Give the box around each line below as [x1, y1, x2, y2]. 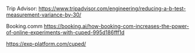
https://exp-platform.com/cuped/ [6, 41, 86, 47]
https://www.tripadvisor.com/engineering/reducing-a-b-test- [38, 5, 186, 12]
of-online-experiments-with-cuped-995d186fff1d [6, 29, 125, 36]
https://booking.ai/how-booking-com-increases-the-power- [43, 23, 190, 29]
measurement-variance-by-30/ [6, 11, 82, 18]
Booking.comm [6, 23, 43, 29]
